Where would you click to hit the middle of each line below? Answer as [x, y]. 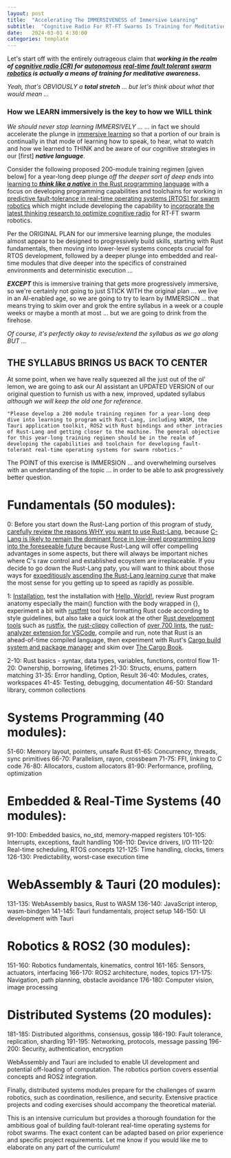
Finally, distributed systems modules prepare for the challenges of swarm [111, 1090]
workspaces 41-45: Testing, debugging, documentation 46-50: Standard [110, 683]
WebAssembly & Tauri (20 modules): [114, 885]
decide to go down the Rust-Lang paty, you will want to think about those [111, 568]
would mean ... [28, 94]
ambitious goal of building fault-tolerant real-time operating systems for [109, 1125]
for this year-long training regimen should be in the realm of [101, 438]
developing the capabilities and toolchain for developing [93, 444]
